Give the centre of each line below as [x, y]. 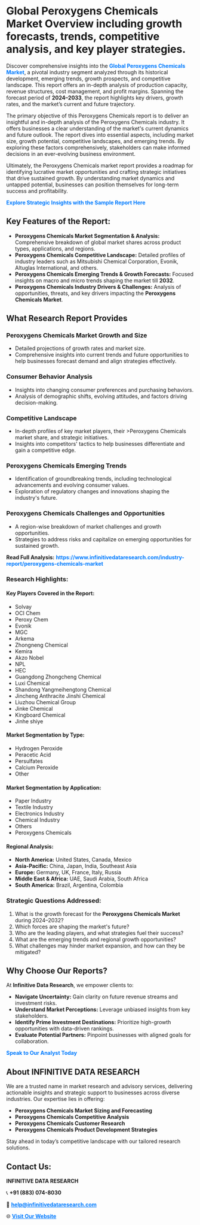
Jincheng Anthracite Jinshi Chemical [60, 696]
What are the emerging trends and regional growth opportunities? [95, 939]
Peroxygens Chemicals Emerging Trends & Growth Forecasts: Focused [104, 274]
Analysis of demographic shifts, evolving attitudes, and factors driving [101, 396]
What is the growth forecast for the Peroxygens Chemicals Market [97, 914]
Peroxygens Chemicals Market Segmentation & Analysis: [87, 236]
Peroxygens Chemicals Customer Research [70, 1123]
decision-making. [36, 402]
